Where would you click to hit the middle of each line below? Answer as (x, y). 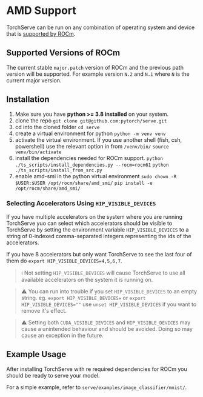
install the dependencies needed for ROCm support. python (89, 158)
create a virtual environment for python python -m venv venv (90, 133)
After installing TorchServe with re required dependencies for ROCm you (97, 369)
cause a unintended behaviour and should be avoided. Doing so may (107, 329)
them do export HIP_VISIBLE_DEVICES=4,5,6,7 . (64, 261)
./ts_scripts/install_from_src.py (58, 170)
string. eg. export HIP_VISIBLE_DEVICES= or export (83, 298)
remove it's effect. (44, 310)
